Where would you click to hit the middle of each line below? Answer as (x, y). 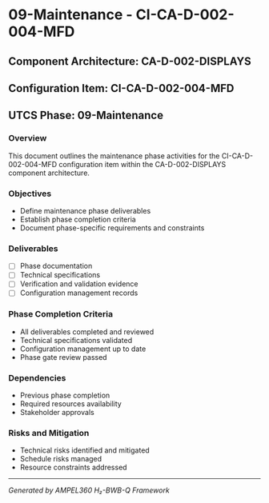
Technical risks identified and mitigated (84, 450)
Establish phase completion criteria (78, 219)
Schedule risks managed (61, 459)
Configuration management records (79, 293)
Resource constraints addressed (73, 467)
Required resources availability (70, 404)
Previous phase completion (65, 395)
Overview (28, 138)
